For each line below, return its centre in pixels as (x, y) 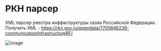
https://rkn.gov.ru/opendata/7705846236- (85, 27)
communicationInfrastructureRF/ (39, 33)
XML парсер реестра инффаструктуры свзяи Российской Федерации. (81, 22)
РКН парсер (32, 9)
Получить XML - (23, 27)
